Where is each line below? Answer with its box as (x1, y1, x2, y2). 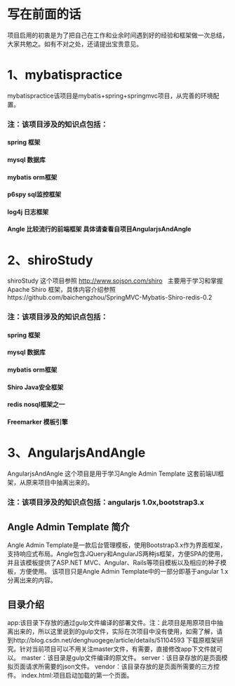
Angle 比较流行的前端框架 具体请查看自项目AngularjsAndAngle (7, 225, 192, 234)
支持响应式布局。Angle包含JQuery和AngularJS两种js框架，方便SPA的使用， (7, 550, 227, 558)
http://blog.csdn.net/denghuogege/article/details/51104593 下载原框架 (13, 636, 217, 645)
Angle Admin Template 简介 (7, 521, 130, 533)
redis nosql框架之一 (7, 401, 65, 409)
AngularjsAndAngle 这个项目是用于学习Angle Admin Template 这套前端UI (7, 469, 218, 478)
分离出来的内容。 (7, 576, 57, 584)
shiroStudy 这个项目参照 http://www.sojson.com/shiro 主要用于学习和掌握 (7, 276, 223, 285)
